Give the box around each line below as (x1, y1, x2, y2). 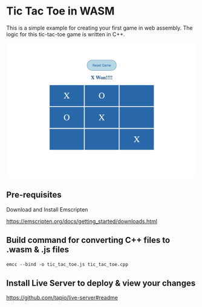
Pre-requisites (6, 190, 62, 200)
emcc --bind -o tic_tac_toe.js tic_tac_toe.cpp (6, 262, 129, 268)
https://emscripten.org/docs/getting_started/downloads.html (6, 218, 157, 225)
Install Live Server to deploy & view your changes (6, 278, 196, 288)
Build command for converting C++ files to (6, 234, 171, 245)
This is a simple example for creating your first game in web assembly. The (6, 24, 193, 31)
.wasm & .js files (6, 244, 70, 254)
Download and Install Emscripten (6, 205, 88, 213)
